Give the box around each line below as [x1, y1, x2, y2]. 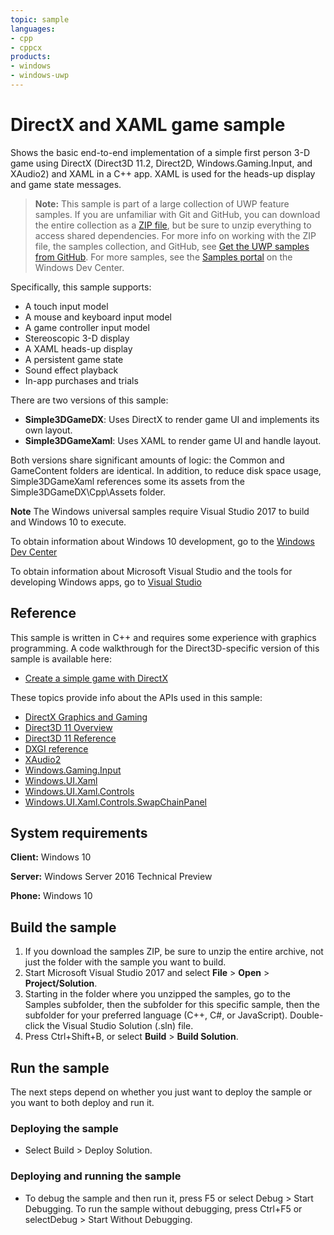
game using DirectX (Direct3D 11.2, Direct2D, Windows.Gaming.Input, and [10, 157, 313, 169]
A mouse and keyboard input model [24, 311, 172, 323]
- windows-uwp [10, 71, 70, 81]
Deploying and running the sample [10, 1169, 182, 1183]
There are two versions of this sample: [10, 394, 169, 406]
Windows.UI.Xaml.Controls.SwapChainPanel [24, 796, 207, 808]
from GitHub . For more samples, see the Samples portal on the [34, 251, 293, 263]
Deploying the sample [10, 1121, 119, 1135]
